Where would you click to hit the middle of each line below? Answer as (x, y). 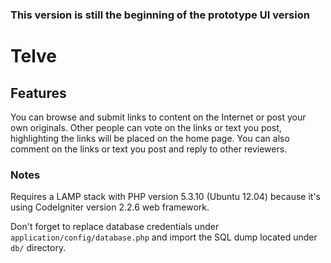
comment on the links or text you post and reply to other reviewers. (149, 149)
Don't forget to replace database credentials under (115, 227)
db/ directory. (38, 248)
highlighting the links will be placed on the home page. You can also (150, 138)
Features (38, 93)
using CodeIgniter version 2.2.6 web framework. (110, 207)
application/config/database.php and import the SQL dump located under (164, 237)
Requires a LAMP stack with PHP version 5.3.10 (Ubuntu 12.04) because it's (165, 197)
